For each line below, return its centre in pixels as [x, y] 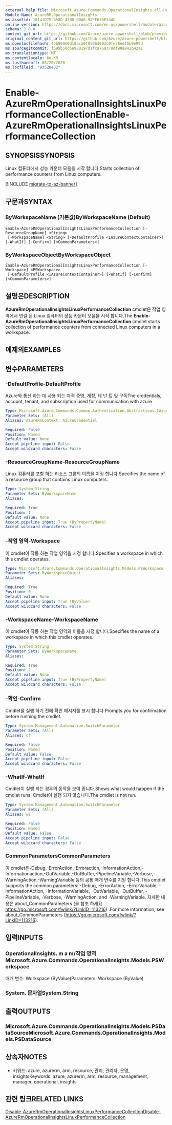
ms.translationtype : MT [31, 53]
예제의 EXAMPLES [33, 350]
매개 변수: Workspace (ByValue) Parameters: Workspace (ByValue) [74, 979]
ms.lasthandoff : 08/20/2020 [35, 63]
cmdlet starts [146, 321]
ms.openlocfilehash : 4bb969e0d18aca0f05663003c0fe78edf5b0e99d [74, 44]
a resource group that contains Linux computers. [57, 480]
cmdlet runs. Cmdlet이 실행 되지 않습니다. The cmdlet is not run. [71, 795]
